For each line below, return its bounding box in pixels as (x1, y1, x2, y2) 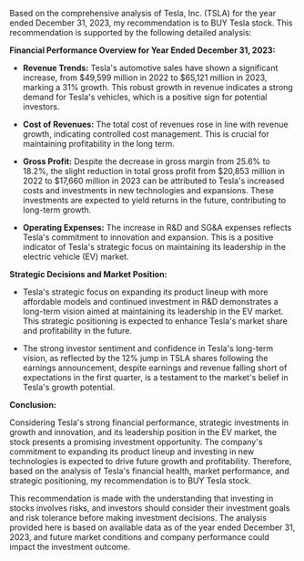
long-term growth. (22, 204, 92, 215)
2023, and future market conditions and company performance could (9, 532, 270, 542)
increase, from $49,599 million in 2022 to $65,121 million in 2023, (22, 72, 268, 83)
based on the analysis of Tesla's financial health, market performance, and (9, 465, 289, 476)
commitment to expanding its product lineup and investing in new (9, 446, 255, 457)
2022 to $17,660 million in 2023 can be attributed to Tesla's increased (22, 175, 285, 186)
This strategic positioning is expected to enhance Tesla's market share (22, 316, 289, 327)
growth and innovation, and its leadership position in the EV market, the (9, 427, 278, 437)
